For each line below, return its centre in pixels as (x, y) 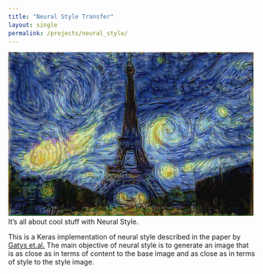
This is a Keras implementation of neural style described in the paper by (124, 237)
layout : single (33, 25)
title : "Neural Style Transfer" (61, 16)
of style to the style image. (51, 262)
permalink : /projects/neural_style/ (68, 33)
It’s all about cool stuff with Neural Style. (73, 222)
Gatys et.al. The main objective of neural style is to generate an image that (128, 245)
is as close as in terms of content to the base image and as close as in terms (131, 254)
